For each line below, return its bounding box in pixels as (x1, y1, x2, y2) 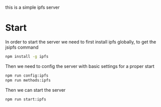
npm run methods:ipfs (5, 78, 51, 83)
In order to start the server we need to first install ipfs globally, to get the (5, 39, 156, 45)
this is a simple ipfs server (5, 5, 60, 10)
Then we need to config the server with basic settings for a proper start (5, 63, 154, 69)
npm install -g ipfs (5, 54, 49, 59)
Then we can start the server (5, 87, 66, 93)
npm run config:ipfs (5, 73, 49, 78)
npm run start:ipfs (5, 96, 47, 102)
